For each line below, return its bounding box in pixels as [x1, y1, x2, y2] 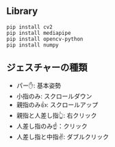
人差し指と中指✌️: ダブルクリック [16, 133, 109, 141]
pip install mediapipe [6, 29, 71, 36]
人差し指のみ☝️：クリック [16, 122, 88, 130]
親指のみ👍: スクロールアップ [16, 101, 99, 109]
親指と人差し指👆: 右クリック [16, 111, 97, 119]
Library [6, 5, 38, 17]
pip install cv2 [6, 23, 53, 30]
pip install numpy [6, 41, 59, 49]
